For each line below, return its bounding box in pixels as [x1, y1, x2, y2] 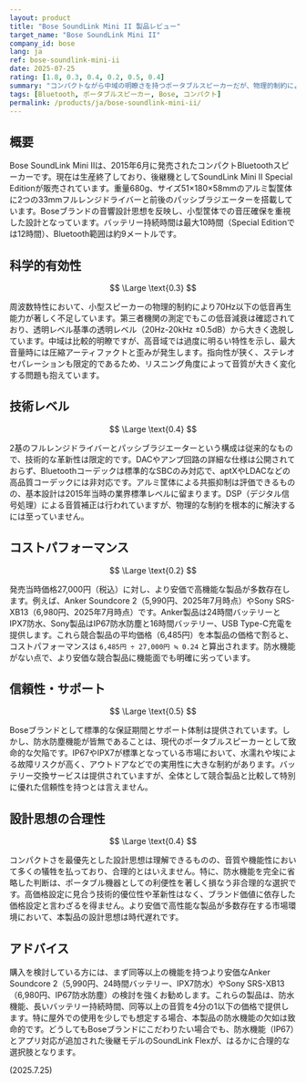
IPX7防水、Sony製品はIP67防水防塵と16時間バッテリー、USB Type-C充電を [9, 617, 293, 629]
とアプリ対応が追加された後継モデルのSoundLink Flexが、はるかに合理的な [9, 1036, 291, 1047]
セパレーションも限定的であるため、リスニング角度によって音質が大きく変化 [9, 358, 296, 369]
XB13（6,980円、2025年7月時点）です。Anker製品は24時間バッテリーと [9, 606, 281, 617]
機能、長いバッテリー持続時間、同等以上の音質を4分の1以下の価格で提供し [9, 1001, 290, 1012]
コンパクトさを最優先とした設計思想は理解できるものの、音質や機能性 [9, 854, 273, 866]
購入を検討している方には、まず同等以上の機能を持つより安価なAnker [9, 967, 271, 978]
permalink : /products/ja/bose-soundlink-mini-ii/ [9, 98, 202, 108]
